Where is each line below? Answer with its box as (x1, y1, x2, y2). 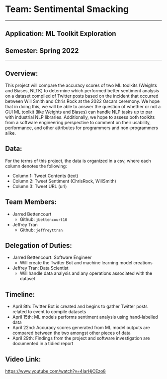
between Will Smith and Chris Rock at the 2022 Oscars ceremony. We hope (5, 98, 160, 104)
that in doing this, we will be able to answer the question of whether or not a (5, 103, 161, 109)
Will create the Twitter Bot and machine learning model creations (19, 260, 153, 266)
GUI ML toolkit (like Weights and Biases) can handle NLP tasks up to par (5, 109, 153, 115)
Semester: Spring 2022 (5, 46, 79, 55)
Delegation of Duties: (5, 241, 72, 250)
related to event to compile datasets (12, 309, 86, 315)
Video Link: (5, 355, 41, 364)
